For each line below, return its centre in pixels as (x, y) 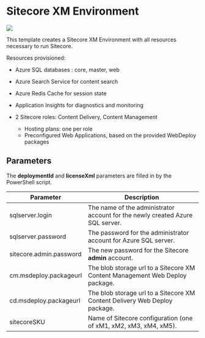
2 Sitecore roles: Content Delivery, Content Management (86, 117)
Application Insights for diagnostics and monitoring (79, 105)
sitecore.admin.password (46, 254)
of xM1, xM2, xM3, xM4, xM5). (132, 326)
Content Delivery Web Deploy (130, 300)
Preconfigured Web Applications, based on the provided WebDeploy (110, 135)
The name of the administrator (131, 207)
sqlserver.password (38, 236)
